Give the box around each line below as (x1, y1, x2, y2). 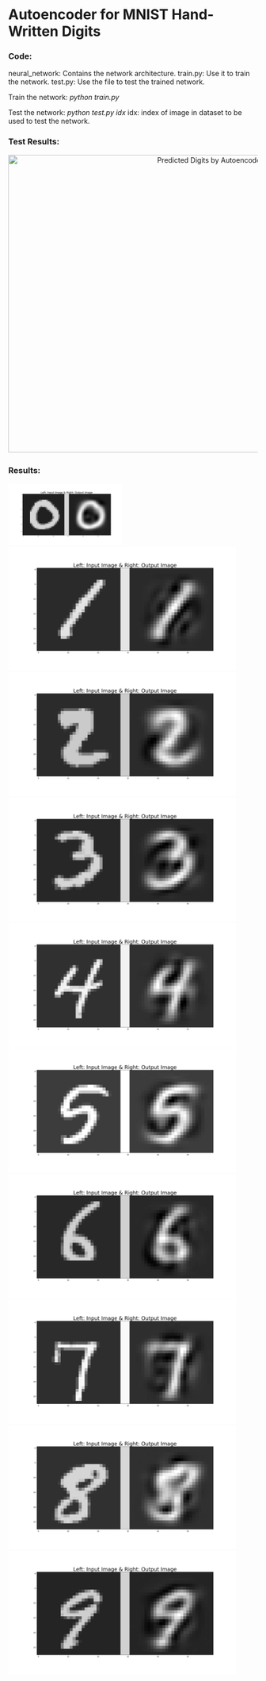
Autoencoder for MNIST (8, 6, 169, 24)
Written (8, 22, 59, 40)
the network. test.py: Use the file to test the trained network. (8, 77, 205, 87)
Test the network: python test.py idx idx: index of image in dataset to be (8, 108, 243, 117)
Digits (61, 22, 101, 40)
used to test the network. (8, 117, 90, 126)
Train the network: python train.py (8, 93, 120, 102)
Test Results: (8, 137, 60, 148)
